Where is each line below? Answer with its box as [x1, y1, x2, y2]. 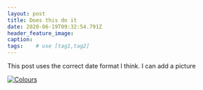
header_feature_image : [7, 29, 74, 37]
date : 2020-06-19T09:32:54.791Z [7, 23, 102, 30]
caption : [7, 36, 33, 43]
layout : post [7, 10, 46, 17]
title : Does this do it [7, 17, 78, 24]
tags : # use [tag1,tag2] [7, 43, 90, 50]
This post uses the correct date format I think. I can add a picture [7, 62, 196, 70]
